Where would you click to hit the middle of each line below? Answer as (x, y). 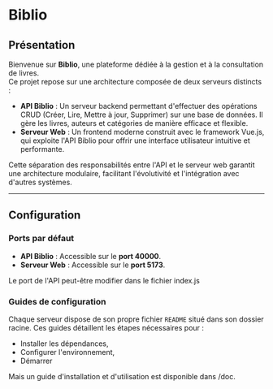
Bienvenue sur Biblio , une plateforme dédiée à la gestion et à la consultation (136, 64)
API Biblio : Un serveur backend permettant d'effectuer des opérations (139, 106)
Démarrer (36, 361)
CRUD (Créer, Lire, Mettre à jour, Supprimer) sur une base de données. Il (141, 115)
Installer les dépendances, (64, 344)
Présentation (42, 45)
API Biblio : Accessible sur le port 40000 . (91, 256)
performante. (42, 149)
